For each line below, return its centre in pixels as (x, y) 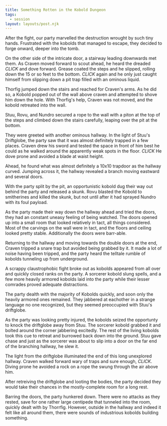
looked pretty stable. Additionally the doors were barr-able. (66, 233)
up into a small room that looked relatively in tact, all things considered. (78, 222)
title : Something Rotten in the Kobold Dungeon (56, 10)
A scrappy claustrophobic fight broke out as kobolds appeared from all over (83, 268)
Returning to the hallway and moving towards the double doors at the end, (81, 243)
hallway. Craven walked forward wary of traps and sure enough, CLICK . (79, 361)
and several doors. (24, 177)
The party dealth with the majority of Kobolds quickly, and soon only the (79, 294)
